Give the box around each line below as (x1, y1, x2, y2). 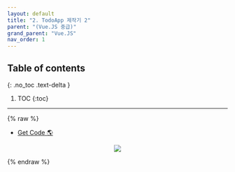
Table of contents (7, 62, 85, 74)
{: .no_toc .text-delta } (7, 80, 71, 89)
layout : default (7, 10, 55, 17)
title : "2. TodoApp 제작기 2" (7, 17, 91, 24)
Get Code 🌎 (17, 128, 54, 136)
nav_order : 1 (7, 36, 45, 43)
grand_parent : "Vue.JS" (7, 29, 77, 37)
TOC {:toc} (17, 94, 49, 102)
